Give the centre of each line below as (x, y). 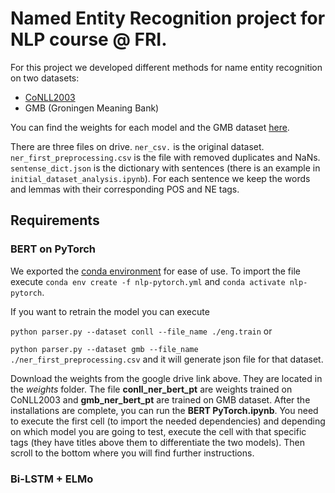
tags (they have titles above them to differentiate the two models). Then (158, 442)
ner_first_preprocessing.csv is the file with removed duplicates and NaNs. (165, 157)
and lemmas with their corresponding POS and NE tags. (125, 189)
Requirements (55, 220)
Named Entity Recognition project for (168, 18)
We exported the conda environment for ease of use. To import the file (155, 271)
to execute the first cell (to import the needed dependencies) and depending (168, 421)
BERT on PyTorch (53, 249)
